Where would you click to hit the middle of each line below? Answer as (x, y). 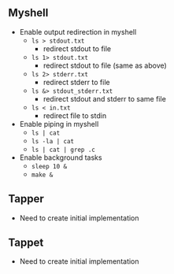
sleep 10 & (49, 166)
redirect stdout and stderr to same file (105, 98)
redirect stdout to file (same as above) (105, 65)
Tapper (26, 199)
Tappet (26, 243)
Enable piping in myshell (59, 124)
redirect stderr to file (76, 82)
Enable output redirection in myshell (78, 31)
